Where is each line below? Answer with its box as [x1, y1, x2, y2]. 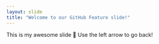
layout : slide [6, 8, 43, 15]
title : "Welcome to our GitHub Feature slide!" [6, 14, 131, 20]
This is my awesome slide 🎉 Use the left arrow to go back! [6, 31, 153, 38]
